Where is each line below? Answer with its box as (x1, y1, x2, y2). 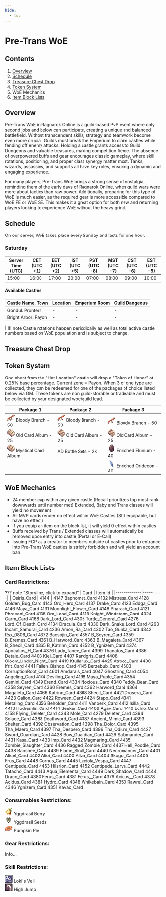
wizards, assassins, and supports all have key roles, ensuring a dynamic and (5, 164, 161, 170)
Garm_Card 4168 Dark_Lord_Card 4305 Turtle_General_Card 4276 (5, 616, 139, 622)
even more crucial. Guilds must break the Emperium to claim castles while (5, 138, 156, 143)
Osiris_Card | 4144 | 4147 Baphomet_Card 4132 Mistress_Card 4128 (12, 595, 149, 601)
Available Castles (5, 287, 42, 294)
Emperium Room (75, 300, 110, 306)
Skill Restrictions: (5, 863, 48, 870)
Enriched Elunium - (116, 447, 156, 453)
